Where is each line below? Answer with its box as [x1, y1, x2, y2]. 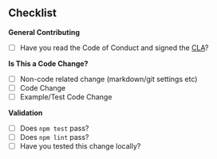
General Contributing [8, 27, 81, 37]
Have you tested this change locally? [19, 142, 141, 151]
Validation [8, 108, 43, 118]
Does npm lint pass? [19, 133, 89, 142]
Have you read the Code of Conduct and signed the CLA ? [19, 43, 209, 52]
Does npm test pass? [19, 123, 89, 134]
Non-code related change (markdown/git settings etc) [19, 74, 198, 83]
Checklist [8, 6, 57, 20]
